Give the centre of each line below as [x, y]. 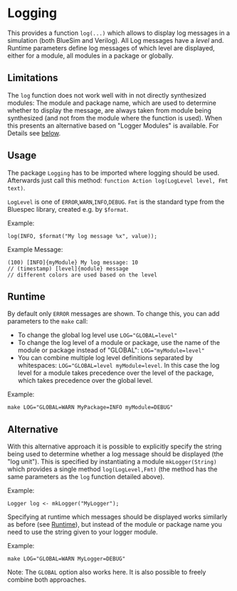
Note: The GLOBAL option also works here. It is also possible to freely [107, 572]
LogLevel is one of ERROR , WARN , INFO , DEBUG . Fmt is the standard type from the [116, 202]
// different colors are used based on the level [83, 275]
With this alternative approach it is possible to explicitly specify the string [115, 446]
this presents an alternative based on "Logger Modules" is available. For [113, 125]
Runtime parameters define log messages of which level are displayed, [111, 48]
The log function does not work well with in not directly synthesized [107, 95]
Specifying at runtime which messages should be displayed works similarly [117, 517]
